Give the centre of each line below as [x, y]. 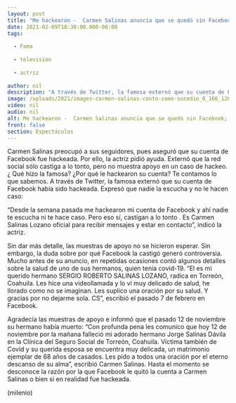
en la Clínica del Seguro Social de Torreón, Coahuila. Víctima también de [112, 342]
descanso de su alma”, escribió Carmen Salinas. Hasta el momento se [108, 364]
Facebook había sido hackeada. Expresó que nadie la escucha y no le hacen [118, 189]
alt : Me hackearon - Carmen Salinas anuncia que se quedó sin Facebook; [118, 118]
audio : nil [23, 112]
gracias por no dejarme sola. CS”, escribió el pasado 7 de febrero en [106, 298]
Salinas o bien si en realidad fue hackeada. [69, 379]
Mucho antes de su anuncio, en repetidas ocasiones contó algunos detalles [117, 261]
